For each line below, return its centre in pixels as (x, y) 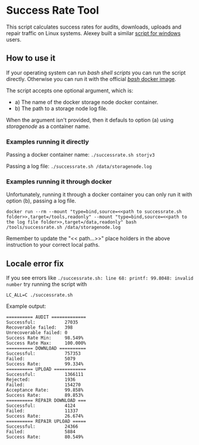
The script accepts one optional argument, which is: (70, 91)
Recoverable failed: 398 (40, 328)
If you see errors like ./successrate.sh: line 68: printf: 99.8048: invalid (100, 278)
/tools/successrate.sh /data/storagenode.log (63, 228)
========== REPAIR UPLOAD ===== (46, 421)
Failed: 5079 (41, 359)
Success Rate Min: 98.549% (45, 338)
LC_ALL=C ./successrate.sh (40, 295)
